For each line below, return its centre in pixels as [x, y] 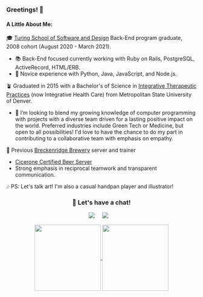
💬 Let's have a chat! [101, 203]
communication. [35, 175]
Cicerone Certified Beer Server [53, 162]
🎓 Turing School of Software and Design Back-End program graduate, [95, 38]
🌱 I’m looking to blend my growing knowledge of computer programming [105, 113]
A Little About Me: [30, 24]
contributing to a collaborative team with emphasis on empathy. [94, 139]
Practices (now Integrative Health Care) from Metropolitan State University [99, 95]
